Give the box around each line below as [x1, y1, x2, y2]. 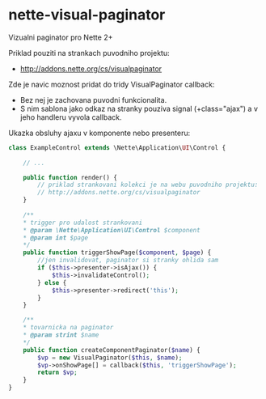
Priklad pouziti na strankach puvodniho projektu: [8, 48, 170, 57]
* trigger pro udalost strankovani [23, 219, 143, 227]
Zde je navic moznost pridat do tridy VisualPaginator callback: [8, 79, 215, 89]
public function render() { [23, 173, 117, 181]
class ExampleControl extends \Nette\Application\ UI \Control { [8, 143, 226, 151]
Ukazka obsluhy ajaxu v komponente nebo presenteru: [8, 128, 191, 138]
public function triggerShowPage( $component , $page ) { [23, 248, 212, 257]
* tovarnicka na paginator [23, 324, 114, 332]
